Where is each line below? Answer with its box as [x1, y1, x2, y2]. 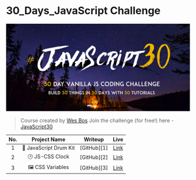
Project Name [32, 136, 66, 143]
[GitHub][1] [79, 144, 108, 151]
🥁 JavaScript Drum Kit [22, 144, 75, 151]
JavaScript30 [20, 123, 53, 130]
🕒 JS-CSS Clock [27, 153, 69, 160]
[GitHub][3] [79, 164, 108, 171]
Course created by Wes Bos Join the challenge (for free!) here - [20, 117, 174, 123]
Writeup [83, 136, 104, 143]
